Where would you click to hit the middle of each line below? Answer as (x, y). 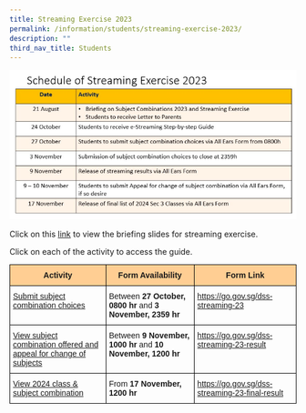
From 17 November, (145, 384)
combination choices (49, 306)
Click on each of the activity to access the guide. (101, 252)
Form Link (245, 276)
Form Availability (150, 276)
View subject (36, 336)
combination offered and (56, 345)
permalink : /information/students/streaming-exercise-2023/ (126, 29)
